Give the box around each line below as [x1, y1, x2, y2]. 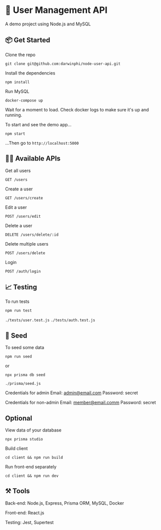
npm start [5, 131, 26, 136]
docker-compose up [5, 98, 43, 103]
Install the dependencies [5, 70, 55, 76]
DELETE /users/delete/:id [5, 232, 58, 237]
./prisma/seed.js [5, 381, 41, 386]
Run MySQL [5, 88, 30, 94]
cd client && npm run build [5, 455, 63, 460]
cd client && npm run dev [5, 473, 58, 478]
